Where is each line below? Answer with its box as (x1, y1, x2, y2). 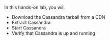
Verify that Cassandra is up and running (11, 30, 96, 36)
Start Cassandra (11, 25, 46, 31)
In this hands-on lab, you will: (4, 5, 66, 10)
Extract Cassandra (11, 20, 51, 25)
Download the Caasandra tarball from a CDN (11, 14, 105, 20)
